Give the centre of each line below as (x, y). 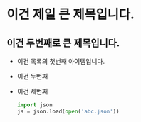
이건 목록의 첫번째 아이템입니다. (61, 61)
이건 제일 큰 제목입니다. (70, 15)
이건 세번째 (32, 91)
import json (35, 105)
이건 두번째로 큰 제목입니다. (63, 43)
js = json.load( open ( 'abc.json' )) (68, 111)
